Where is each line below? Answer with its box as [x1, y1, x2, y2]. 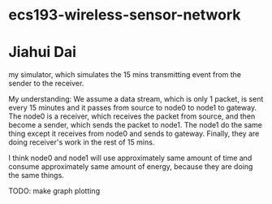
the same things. [8, 171, 65, 180]
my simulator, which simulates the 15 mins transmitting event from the [8, 70, 242, 80]
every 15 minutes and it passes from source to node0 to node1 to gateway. [8, 103, 257, 113]
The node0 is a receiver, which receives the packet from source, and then [8, 111, 256, 121]
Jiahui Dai [8, 43, 77, 62]
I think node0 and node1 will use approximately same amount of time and [8, 153, 253, 163]
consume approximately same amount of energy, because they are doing [8, 162, 253, 171]
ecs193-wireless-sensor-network [8, 6, 241, 24]
